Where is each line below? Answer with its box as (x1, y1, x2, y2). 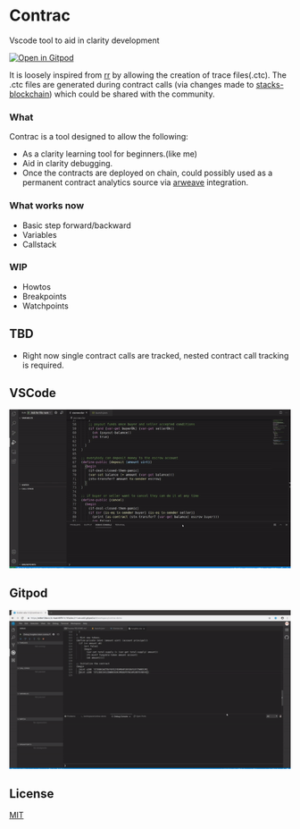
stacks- (255, 79, 284, 89)
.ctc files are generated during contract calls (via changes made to (9, 79, 254, 89)
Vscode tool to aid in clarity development (9, 35, 160, 46)
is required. (21, 360, 64, 370)
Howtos (21, 281, 52, 292)
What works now (9, 199, 85, 212)
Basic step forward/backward (21, 220, 131, 231)
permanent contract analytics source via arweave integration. (21, 177, 249, 188)
